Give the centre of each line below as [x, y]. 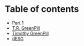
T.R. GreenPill [26, 28]
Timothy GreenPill [30, 33]
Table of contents [42, 9]
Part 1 [18, 23]
